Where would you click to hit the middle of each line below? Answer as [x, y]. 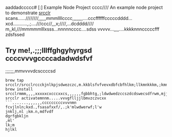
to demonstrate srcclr [28, 13]
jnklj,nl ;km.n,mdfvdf [29, 111]
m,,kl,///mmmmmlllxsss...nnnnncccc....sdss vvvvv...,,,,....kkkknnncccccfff [82, 29]
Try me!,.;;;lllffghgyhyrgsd [49, 51]
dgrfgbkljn [17, 116]
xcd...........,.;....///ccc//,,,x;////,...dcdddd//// [50, 24]
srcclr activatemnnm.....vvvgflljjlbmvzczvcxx [56, 98]
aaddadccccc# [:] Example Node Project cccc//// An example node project [84, 7]
